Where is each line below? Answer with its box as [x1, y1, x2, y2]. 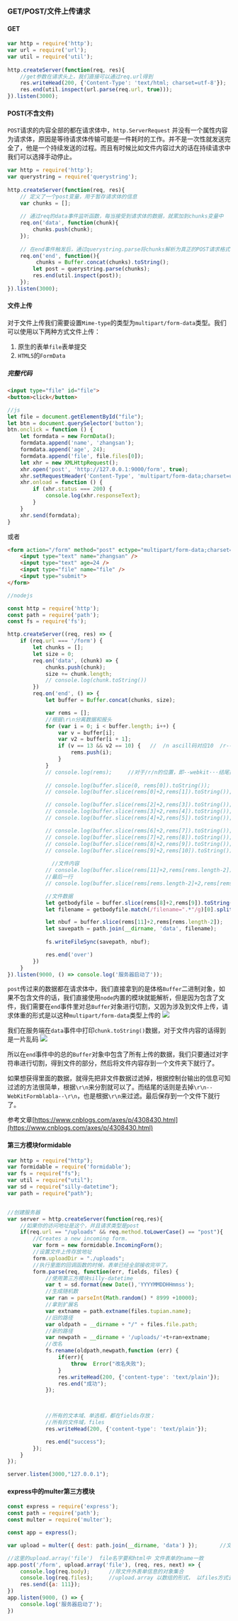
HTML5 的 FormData [17, 351, 66, 360]
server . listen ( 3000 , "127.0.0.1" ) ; [7, 1471, 110, 1478]
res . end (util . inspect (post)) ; [33, 272, 122, 279]
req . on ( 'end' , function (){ [20, 252, 100, 259]
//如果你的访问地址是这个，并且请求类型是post [20, 1222, 140, 1229]
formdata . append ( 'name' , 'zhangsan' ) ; [20, 439, 135, 447]
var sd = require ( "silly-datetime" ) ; [7, 1183, 119, 1191]
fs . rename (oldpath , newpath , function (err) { [45, 1348, 179, 1355]
